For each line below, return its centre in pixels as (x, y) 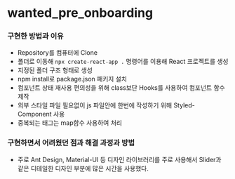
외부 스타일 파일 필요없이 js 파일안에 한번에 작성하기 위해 (95, 105)
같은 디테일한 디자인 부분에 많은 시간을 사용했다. (83, 168)
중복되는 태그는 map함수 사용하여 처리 (70, 123)
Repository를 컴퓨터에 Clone (58, 53)
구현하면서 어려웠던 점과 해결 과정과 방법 (71, 143)
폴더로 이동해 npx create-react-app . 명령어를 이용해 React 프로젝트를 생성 (123, 62)
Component (34, 114)
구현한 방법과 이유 (36, 37)
